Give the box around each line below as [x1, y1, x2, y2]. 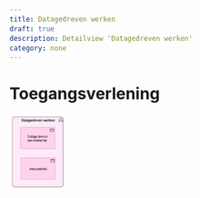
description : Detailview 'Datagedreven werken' [9, 34, 194, 43]
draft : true [9, 24, 55, 34]
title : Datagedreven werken [9, 15, 116, 24]
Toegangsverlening [9, 84, 161, 104]
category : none [9, 44, 67, 53]
